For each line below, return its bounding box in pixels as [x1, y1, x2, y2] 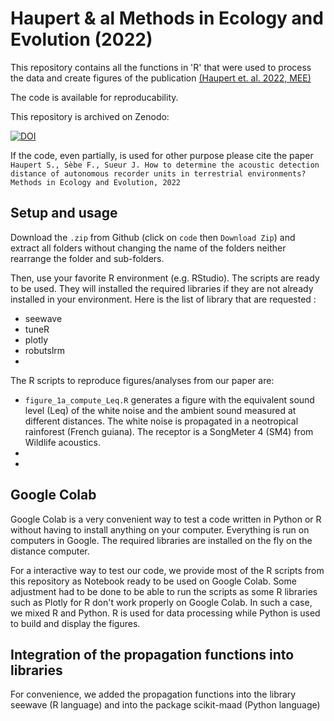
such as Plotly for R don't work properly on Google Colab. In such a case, [10, 596, 313, 608]
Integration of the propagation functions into [10, 646, 295, 663]
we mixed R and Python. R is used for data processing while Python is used [10, 607, 321, 619]
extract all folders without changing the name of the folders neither [10, 242, 287, 254]
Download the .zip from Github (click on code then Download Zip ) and [10, 231, 296, 243]
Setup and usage [10, 205, 118, 222]
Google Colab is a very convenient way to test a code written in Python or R [10, 513, 322, 525]
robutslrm [24, 344, 66, 356]
